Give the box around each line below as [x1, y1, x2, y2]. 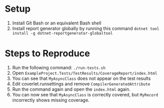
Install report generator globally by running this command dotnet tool [12, 25, 159, 31]
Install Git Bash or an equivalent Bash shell [12, 20, 101, 26]
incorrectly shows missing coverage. [12, 97, 90, 103]
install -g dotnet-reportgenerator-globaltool [12, 31, 113, 36]
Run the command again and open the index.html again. [12, 86, 131, 92]
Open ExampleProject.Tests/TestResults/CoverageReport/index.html [12, 70, 157, 76]
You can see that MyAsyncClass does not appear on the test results [12, 75, 151, 82]
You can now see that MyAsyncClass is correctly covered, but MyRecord [12, 91, 158, 97]
